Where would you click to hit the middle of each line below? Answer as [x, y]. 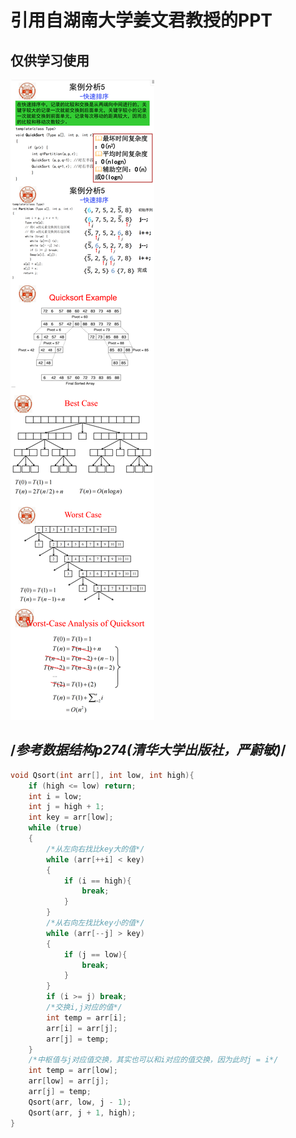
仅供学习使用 [50, 60]
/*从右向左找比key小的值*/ [95, 923]
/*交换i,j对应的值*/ [84, 1007]
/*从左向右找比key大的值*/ [95, 849]
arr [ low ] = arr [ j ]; [69, 1081]
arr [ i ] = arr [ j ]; [82, 1028]
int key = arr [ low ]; [71, 817]
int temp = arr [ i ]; [87, 1017]
